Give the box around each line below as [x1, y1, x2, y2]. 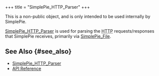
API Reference [12, 65, 42, 71]
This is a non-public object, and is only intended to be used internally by [5, 14, 151, 19]
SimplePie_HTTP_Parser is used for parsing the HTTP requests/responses [5, 28, 155, 34]
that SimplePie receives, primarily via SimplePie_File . [5, 34, 112, 39]
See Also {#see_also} [5, 47, 72, 56]
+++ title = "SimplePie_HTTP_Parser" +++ [5, 4, 91, 10]
